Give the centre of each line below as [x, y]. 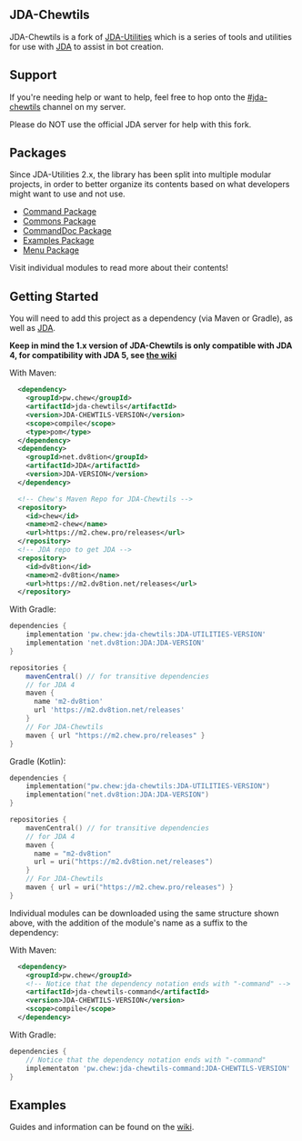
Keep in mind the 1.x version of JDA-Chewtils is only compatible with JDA [151, 345]
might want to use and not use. [67, 194]
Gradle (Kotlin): [38, 761]
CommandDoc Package [67, 231]
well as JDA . [33, 328]
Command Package [60, 212]
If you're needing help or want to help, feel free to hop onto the [127, 97]
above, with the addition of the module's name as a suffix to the [129, 923]
